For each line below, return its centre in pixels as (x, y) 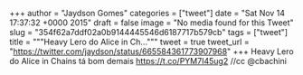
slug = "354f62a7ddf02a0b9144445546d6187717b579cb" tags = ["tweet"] (148, 32)
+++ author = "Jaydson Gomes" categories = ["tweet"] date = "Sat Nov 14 (147, 13)
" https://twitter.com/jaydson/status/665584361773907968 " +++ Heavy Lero (151, 52)
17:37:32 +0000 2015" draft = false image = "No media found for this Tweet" (151, 23)
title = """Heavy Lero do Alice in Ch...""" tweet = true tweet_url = (130, 42)
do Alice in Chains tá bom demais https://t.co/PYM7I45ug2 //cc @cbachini (148, 61)
